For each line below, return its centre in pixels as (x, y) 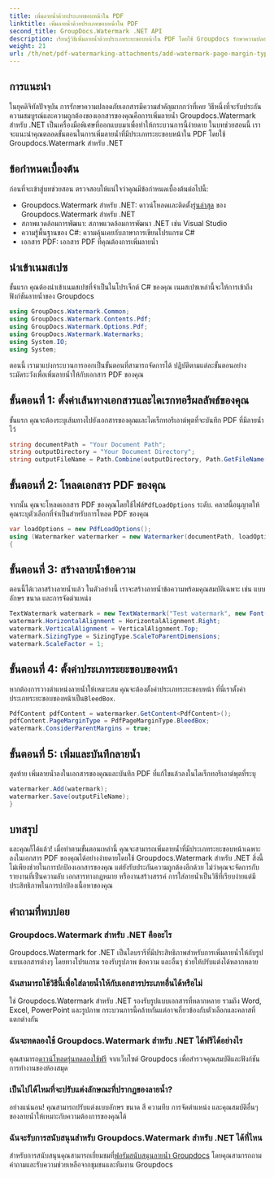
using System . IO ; (39, 342)
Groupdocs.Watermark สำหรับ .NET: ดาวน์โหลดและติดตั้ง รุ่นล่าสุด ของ (124, 205)
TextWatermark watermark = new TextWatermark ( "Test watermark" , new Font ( (139, 614)
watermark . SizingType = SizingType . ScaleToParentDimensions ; (115, 636)
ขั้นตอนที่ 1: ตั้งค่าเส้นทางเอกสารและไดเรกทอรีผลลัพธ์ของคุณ (129, 401)
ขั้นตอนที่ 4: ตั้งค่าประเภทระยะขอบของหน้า (94, 669)
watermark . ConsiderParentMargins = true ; (80, 729)
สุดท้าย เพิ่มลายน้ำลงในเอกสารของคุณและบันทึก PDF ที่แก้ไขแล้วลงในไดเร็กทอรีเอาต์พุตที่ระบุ (133, 773)
